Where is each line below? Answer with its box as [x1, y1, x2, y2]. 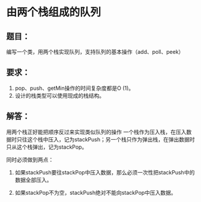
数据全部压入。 [14, 176, 52, 183]
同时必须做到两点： [6, 156, 54, 163]
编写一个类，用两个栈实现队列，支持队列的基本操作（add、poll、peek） [6, 49, 184, 55]
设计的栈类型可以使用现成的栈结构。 [14, 92, 105, 99]
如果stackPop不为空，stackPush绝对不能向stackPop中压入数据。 [14, 189, 177, 196]
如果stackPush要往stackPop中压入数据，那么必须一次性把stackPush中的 [14, 168, 195, 176]
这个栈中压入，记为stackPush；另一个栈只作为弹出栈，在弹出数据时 [26, 135, 195, 143]
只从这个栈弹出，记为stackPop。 [6, 143, 88, 150]
